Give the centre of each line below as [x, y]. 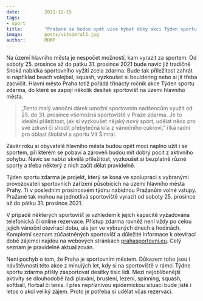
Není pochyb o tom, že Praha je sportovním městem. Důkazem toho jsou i [98, 259]
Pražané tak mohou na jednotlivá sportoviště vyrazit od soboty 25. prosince [101, 197]
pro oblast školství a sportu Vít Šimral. [69, 134]
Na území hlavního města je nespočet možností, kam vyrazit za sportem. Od [101, 58]
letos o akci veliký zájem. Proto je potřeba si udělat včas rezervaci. [90, 291]
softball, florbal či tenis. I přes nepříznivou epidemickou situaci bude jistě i [99, 285]
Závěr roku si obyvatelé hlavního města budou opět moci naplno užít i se [97, 146]
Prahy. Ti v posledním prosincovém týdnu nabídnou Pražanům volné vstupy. [101, 190]
